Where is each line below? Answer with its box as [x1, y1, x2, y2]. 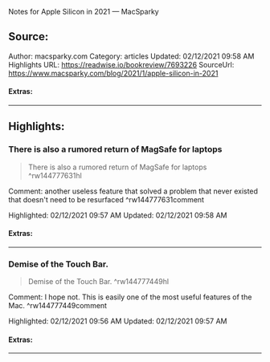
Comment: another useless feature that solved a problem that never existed [8, 186, 259, 196]
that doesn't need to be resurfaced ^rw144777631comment [8, 194, 205, 204]
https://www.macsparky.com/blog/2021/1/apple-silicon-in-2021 [8, 68, 219, 78]
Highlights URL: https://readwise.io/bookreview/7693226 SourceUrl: [8, 59, 235, 69]
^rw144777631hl [27, 170, 82, 180]
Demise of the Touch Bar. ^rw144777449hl [27, 277, 170, 287]
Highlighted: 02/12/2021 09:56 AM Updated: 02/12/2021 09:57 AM [8, 316, 227, 326]
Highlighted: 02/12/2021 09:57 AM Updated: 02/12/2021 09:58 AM [8, 210, 227, 220]
